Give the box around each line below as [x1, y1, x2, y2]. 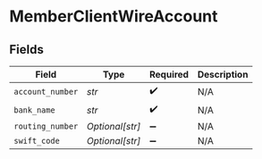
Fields [9, 42, 45, 57]
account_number [13, 87, 79, 96]
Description [197, 69, 249, 80]
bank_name [13, 105, 55, 115]
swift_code [13, 136, 60, 146]
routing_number [13, 121, 79, 131]
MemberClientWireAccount [9, 6, 218, 27]
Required [148, 69, 190, 80]
